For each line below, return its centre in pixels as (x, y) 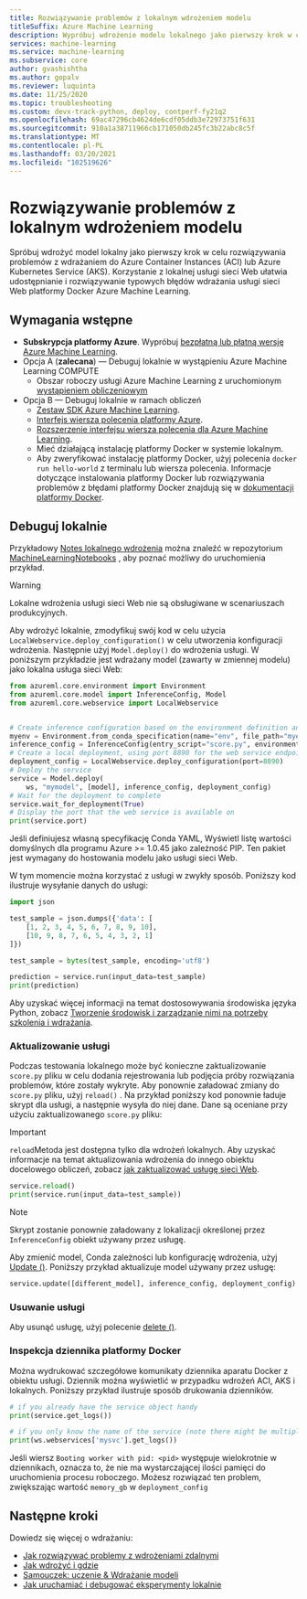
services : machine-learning (63, 43)
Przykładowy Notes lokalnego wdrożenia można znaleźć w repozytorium (146, 549)
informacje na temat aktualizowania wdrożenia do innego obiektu (132, 1160)
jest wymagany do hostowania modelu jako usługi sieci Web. (123, 858)
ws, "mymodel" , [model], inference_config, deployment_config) (149, 787)
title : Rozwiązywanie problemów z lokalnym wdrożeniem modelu (130, 18)
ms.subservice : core (49, 60)
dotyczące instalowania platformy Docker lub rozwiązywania (150, 478)
